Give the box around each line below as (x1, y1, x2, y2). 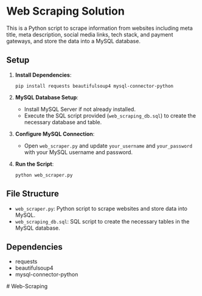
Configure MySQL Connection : (15, 130, 95, 138)
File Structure (6, 189, 59, 199)
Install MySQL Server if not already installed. (24, 105, 136, 113)
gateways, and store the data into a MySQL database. (6, 37, 141, 44)
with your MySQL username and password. (24, 148, 133, 156)
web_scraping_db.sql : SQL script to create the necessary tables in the (15, 217, 190, 225)
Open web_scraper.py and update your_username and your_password (24, 142, 193, 149)
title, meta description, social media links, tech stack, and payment (6, 30, 173, 38)
